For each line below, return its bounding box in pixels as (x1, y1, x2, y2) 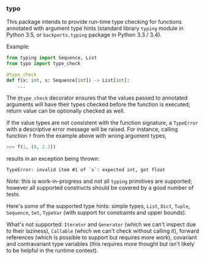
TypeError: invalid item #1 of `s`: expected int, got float (6, 166, 166, 173)
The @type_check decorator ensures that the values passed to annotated (6, 94, 188, 102)
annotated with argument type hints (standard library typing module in (6, 24, 184, 32)
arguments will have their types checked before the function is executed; (6, 100, 191, 108)
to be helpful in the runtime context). (6, 247, 99, 254)
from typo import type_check (6, 61, 81, 67)
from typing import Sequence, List (6, 55, 97, 61)
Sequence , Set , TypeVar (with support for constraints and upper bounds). (6, 209, 187, 216)
